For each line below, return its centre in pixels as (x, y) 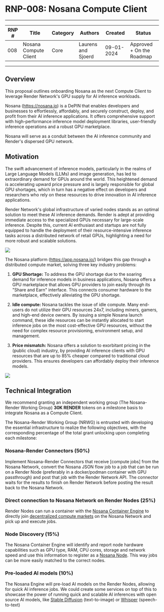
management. (26, 336)
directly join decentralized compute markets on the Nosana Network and (78, 516)
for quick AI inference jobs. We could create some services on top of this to (81, 589)
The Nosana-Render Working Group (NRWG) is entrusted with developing (79, 423)
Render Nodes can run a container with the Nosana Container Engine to (77, 511)
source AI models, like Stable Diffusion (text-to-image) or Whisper (72, 599)
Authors (90, 33)
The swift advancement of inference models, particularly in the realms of (78, 168)
